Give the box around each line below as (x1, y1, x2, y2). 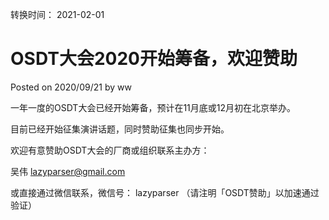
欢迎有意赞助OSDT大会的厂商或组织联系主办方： (10, 144, 210, 156)
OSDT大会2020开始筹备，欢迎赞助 (10, 48, 298, 70)
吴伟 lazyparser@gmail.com (10, 165, 126, 177)
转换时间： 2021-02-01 (10, 9, 105, 20)
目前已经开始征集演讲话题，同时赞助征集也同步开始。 (10, 123, 230, 135)
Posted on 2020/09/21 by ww (10, 81, 132, 93)
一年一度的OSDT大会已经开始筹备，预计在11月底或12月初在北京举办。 (10, 101, 297, 113)
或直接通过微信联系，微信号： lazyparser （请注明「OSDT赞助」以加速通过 (10, 186, 320, 198)
